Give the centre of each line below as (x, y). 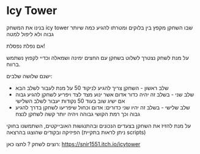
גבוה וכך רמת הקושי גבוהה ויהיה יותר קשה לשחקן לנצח (78, 114)
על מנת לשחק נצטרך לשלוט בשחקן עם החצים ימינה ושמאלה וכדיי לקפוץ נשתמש (98, 57)
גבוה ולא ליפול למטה (30, 34)
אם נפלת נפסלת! (26, 46)
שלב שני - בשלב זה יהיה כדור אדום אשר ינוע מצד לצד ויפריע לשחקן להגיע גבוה (105, 94)
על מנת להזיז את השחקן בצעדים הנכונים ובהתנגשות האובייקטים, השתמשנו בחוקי (99, 125)
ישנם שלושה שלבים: (29, 76)
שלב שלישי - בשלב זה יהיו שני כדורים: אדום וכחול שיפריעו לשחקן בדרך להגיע (103, 107)
